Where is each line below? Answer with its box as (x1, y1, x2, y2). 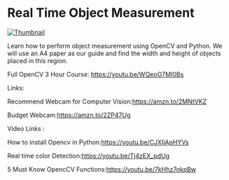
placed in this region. (7, 56, 68, 64)
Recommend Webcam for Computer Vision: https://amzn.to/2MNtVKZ (7, 97, 207, 106)
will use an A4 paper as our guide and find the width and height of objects (7, 49, 221, 57)
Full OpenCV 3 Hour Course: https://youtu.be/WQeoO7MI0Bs (7, 70, 184, 78)
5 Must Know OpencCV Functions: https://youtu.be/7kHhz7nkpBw (7, 165, 197, 173)
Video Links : (7, 124, 45, 132)
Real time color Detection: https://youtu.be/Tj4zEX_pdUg (7, 151, 170, 160)
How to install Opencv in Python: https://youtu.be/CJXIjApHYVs (7, 138, 189, 146)
